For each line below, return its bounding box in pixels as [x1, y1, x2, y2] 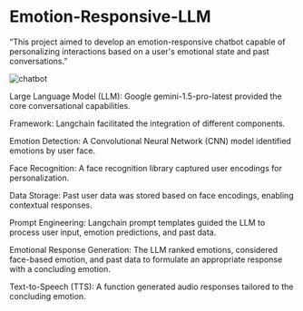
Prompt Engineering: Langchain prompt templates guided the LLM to [9, 217, 266, 228]
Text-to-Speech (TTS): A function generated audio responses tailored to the [9, 281, 294, 292]
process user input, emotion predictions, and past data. [9, 227, 217, 238]
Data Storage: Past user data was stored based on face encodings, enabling [9, 190, 294, 200]
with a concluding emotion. [9, 263, 112, 274]
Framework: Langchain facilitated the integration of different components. [9, 118, 286, 129]
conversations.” [9, 55, 68, 66]
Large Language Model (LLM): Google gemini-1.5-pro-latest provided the [9, 91, 283, 102]
